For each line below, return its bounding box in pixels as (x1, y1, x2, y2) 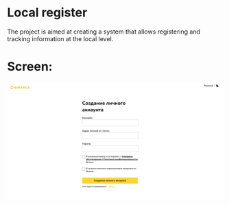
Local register (7, 5, 88, 21)
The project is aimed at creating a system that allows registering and (7, 27, 201, 36)
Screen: (7, 59, 53, 75)
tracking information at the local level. (7, 34, 114, 43)
